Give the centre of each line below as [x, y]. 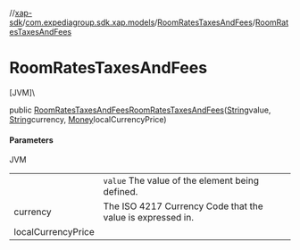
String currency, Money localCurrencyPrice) [88, 119]
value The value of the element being [181, 180]
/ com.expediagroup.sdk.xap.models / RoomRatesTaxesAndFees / [139, 22]
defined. [121, 192]
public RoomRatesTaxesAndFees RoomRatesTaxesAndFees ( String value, [140, 110]
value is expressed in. [149, 218]
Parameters [31, 140]
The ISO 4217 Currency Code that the [183, 206]
